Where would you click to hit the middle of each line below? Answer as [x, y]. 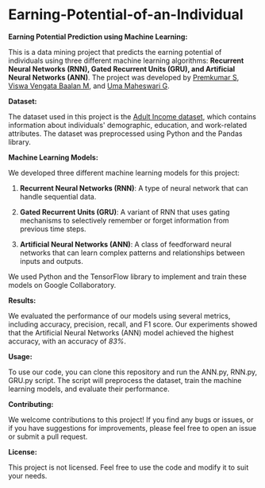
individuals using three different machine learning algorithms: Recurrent [126, 60]
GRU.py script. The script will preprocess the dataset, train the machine [125, 380]
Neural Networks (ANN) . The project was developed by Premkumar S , [124, 77]
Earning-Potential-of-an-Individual [126, 15]
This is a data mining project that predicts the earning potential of [115, 52]
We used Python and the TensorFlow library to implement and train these [128, 277]
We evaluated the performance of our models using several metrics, [119, 316]
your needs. [28, 475]
